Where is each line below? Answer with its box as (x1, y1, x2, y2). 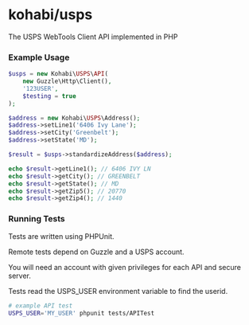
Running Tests (8, 213, 65, 225)
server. (8, 271, 32, 280)
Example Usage (8, 52, 70, 63)
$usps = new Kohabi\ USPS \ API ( (8, 70, 109, 78)
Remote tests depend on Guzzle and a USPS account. (8, 247, 185, 256)
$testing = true (22, 92, 77, 100)
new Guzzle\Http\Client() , (22, 77, 112, 85)
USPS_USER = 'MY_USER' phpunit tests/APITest (8, 309, 155, 317)
